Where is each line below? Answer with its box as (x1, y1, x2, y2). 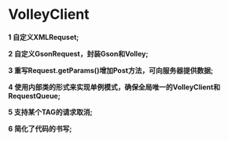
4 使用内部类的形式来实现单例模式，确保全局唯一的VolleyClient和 (8, 82, 221, 92)
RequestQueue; (8, 91, 61, 100)
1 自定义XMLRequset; (8, 32, 79, 42)
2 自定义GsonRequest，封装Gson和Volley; (8, 49, 149, 58)
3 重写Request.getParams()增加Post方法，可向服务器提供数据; (8, 65, 214, 75)
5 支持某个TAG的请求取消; (8, 107, 93, 117)
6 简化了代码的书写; (8, 124, 72, 133)
